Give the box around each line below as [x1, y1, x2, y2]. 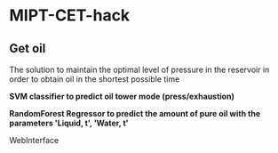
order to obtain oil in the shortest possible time [9, 74, 180, 85]
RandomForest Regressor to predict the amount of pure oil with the [9, 109, 260, 118]
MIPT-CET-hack [9, 5, 131, 26]
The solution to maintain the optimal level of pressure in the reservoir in [9, 64, 270, 75]
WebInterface [9, 135, 60, 145]
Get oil [9, 41, 46, 56]
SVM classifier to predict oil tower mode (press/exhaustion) [9, 91, 235, 101]
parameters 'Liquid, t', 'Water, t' [9, 117, 129, 128]
